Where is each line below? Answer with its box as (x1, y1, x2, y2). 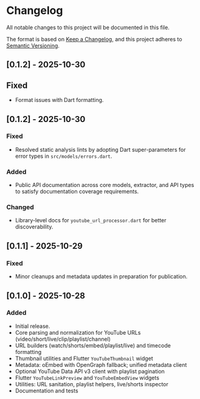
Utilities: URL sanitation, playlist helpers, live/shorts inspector (15, 380, 169, 387)
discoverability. (15, 223, 53, 231)
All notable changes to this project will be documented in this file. (6, 24, 170, 31)
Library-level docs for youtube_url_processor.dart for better (15, 217, 167, 224)
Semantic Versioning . (6, 42, 60, 49)
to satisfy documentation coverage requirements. (15, 188, 139, 195)
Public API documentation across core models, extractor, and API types (15, 182, 195, 189)
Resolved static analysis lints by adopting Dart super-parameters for (15, 146, 186, 153)
